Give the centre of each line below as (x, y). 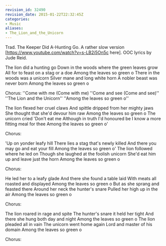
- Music (13, 24)
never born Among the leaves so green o (47, 83)
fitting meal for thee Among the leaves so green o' (57, 124)
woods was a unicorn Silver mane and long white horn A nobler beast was (81, 78)
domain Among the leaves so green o (44, 230)
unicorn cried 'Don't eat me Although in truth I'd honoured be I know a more (83, 119)
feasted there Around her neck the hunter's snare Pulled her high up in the (82, 189)
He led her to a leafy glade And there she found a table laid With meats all (81, 178)
